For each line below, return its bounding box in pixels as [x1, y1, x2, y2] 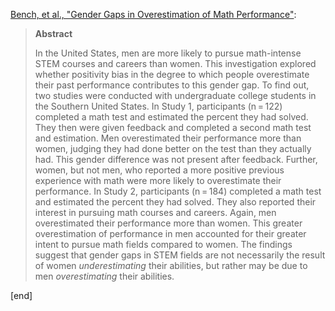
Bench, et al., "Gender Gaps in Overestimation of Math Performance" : [10, 9, 297, 20]
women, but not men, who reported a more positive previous [34, 164, 285, 176]
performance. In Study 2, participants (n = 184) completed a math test [34, 185, 322, 197]
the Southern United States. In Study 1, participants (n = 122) [34, 100, 283, 112]
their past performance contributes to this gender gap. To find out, [34, 79, 310, 91]
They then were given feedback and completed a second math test [34, 122, 312, 133]
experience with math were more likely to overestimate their [34, 175, 282, 186]
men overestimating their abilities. [34, 270, 175, 282]
